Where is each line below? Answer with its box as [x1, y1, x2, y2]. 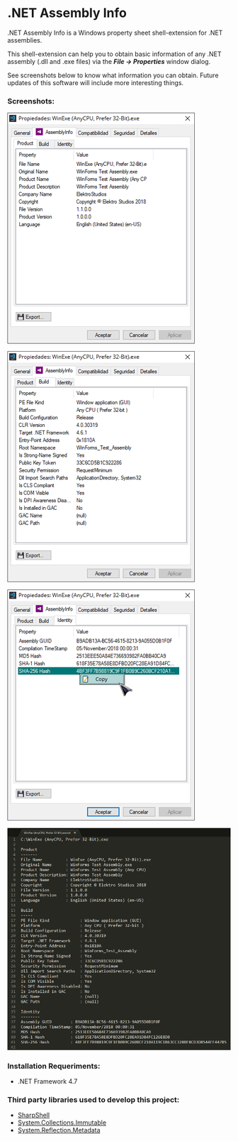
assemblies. [7, 35, 42, 44]
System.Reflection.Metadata [17, 1126, 101, 1135]
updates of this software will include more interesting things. [7, 78, 184, 87]
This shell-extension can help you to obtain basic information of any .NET [7, 50, 222, 58]
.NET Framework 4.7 [17, 1077, 78, 1086]
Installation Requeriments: [7, 1061, 101, 1071]
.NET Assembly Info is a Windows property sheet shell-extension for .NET [7, 28, 223, 37]
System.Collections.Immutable [17, 1118, 107, 1127]
